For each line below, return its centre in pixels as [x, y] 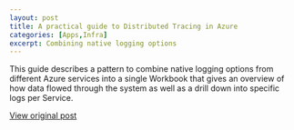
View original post [43, 115]
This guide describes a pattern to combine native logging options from [142, 69]
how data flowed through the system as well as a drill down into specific [145, 88]
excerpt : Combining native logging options [93, 43]
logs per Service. [41, 98]
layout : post [34, 18]
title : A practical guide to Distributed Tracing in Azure [124, 26]
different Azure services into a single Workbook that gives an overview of [147, 79]
